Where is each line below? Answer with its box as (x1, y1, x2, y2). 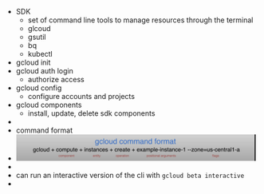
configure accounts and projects (27, 92, 136, 101)
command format (15, 125, 73, 135)
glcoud (27, 24, 51, 33)
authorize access (27, 75, 85, 84)
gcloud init (15, 57, 51, 67)
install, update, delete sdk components (27, 109, 156, 118)
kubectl (27, 49, 53, 58)
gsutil (27, 32, 46, 42)
